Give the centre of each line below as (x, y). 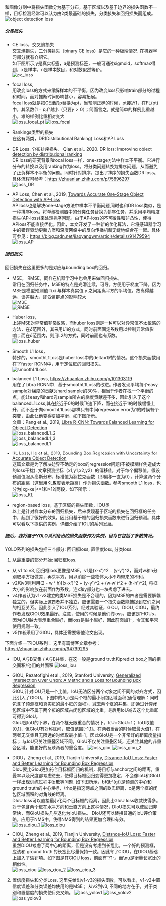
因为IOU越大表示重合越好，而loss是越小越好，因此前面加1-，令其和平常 (85, 620)
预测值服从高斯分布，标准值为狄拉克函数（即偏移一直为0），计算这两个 (84, 477)
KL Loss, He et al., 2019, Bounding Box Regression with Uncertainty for (85, 453)
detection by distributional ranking (47, 154)
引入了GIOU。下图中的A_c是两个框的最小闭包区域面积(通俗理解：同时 (87, 698)
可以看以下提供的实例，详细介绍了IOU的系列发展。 (64, 524)
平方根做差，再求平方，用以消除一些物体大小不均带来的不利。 (84, 577)
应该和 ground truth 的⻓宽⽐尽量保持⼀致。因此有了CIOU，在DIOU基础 (85, 852)
